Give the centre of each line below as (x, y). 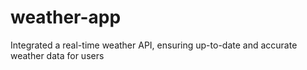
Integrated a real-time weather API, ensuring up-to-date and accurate (154, 45)
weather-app (66, 17)
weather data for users (57, 55)
